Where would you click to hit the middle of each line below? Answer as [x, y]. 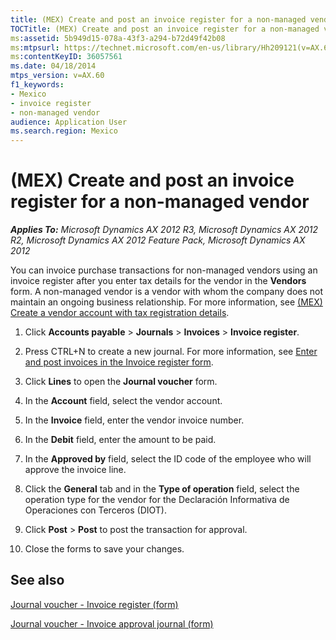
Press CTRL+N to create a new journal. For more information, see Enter [171, 352]
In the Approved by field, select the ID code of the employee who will [168, 459]
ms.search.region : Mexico [64, 131]
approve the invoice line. [75, 470]
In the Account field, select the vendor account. [123, 401]
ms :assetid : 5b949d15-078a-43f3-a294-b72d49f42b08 [118, 38]
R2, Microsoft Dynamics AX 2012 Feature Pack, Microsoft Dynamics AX [158, 240]
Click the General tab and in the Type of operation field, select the [162, 489]
